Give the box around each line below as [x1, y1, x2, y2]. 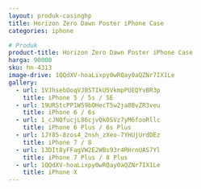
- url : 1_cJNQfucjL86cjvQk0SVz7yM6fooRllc [15, 116, 161, 125]
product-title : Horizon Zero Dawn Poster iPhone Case [8, 49, 194, 57]
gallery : [8, 78, 38, 87]
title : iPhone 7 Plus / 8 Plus [23, 154, 128, 162]
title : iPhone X [23, 168, 78, 177]
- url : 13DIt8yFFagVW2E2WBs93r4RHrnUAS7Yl [15, 146, 161, 154]
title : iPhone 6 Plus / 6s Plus [23, 124, 132, 132]
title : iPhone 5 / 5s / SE [23, 93, 114, 101]
